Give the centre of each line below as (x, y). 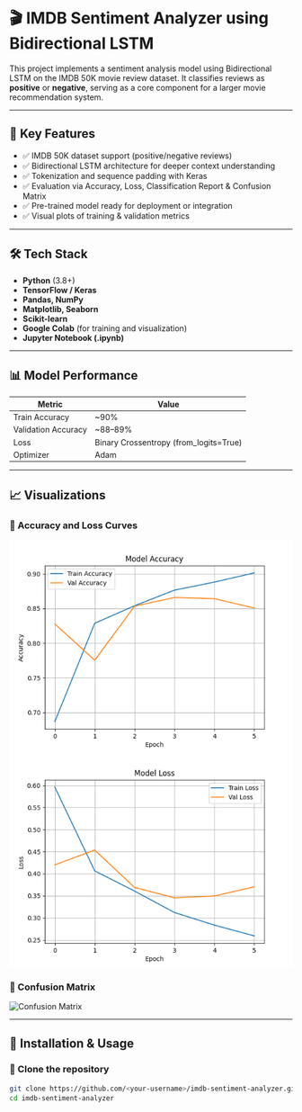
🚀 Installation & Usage (72, 1043)
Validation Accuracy (50, 430)
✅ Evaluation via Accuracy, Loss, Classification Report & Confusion (147, 185)
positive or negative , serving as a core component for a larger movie (138, 87)
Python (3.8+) (49, 280)
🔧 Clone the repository (59, 1069)
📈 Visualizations (58, 495)
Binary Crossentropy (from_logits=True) (169, 442)
